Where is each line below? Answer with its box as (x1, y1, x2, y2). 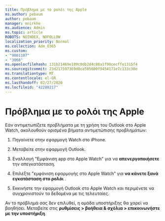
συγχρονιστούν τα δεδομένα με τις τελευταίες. (12, 191, 110, 196)
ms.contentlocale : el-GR (5, 76, 56, 81)
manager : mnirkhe (5, 21, 41, 26)
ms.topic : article (5, 30, 43, 35)
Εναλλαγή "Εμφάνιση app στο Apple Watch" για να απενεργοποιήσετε (12, 156, 160, 162)
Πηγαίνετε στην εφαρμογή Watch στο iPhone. (12, 137, 107, 143)
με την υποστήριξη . (5, 211, 46, 217)
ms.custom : (5, 48, 28, 53)
